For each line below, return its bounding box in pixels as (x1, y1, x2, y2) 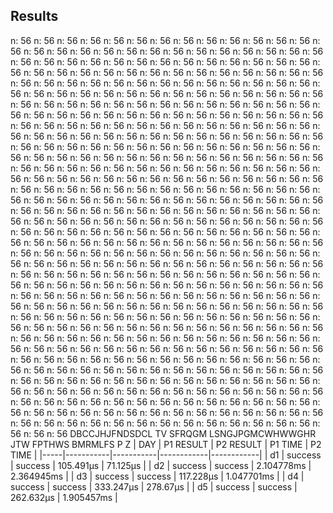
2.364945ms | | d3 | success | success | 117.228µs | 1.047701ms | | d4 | (10, 470, 305, 482)
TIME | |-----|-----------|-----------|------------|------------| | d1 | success (10, 449, 322, 461)
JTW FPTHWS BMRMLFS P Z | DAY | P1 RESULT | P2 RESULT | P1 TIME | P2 (10, 438, 322, 450)
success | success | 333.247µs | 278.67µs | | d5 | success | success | (10, 480, 298, 493)
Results (10, 8, 59, 25)
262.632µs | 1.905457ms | (10, 491, 118, 503)
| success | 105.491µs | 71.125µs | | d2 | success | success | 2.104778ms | (10, 459, 312, 471)
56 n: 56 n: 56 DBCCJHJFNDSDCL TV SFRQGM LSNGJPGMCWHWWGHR (10, 427, 317, 439)
